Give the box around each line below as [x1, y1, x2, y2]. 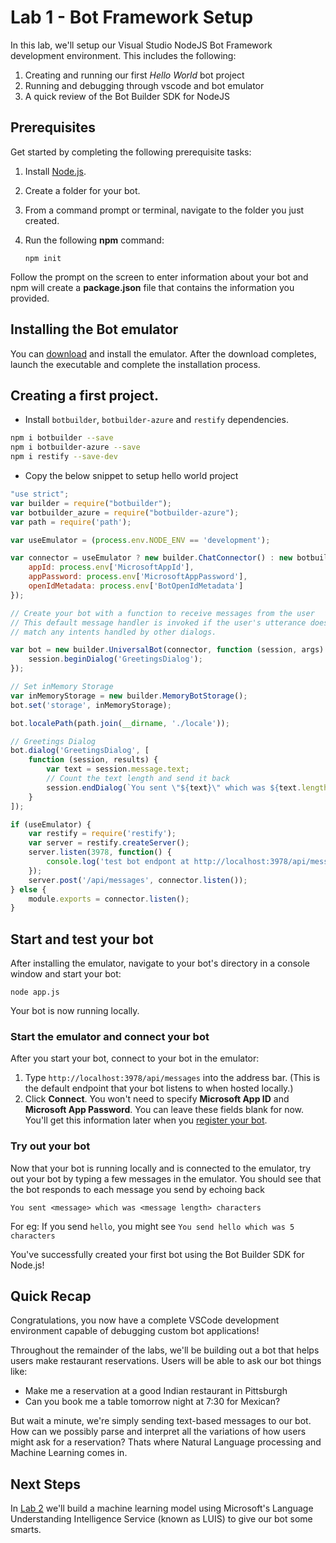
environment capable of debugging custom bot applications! [10, 1325, 260, 1337]
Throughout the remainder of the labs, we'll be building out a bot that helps [10, 1344, 320, 1356]
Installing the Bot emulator [10, 321, 179, 338]
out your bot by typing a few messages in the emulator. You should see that [10, 1172, 322, 1185]
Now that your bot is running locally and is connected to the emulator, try [10, 1162, 312, 1174]
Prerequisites [10, 119, 96, 136]
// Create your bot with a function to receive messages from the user [10, 608, 315, 618]
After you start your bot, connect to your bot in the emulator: [10, 1052, 260, 1065]
